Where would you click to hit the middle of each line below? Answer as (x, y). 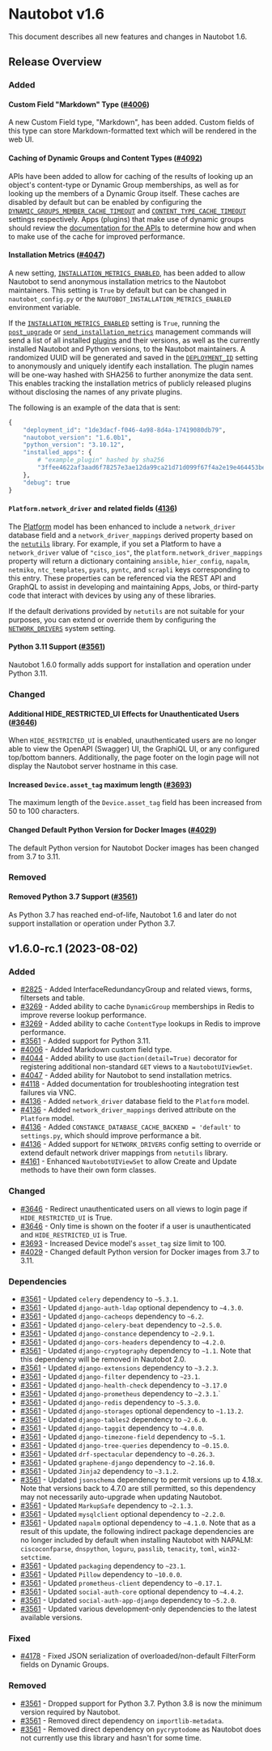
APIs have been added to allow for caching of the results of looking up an (131, 176)
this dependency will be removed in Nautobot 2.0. (103, 1359)
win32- (229, 1549)
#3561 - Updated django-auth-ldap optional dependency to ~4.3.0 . (132, 1307)
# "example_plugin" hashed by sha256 (101, 460)
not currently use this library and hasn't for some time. (111, 1737)
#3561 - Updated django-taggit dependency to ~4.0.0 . (112, 1428)
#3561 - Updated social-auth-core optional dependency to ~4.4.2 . (132, 1591)
